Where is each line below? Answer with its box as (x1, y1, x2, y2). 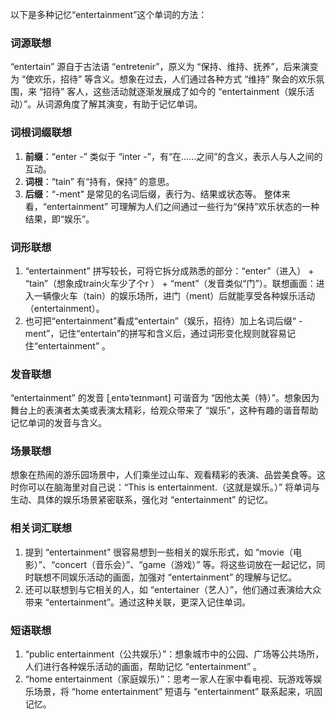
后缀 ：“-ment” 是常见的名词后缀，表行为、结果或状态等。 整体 (24, 188, 282, 200)
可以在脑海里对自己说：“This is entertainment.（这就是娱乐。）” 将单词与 (27, 481, 321, 493)
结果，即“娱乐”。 (24, 213, 95, 225)
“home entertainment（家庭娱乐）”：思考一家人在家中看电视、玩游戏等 (24, 673, 314, 685)
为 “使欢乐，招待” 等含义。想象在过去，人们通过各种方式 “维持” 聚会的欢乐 (10, 73, 317, 85)
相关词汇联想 (10, 521, 73, 535)
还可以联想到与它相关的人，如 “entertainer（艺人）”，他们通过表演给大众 (24, 583, 322, 595)
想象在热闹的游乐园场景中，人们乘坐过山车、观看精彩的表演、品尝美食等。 (10, 469, 317, 481)
